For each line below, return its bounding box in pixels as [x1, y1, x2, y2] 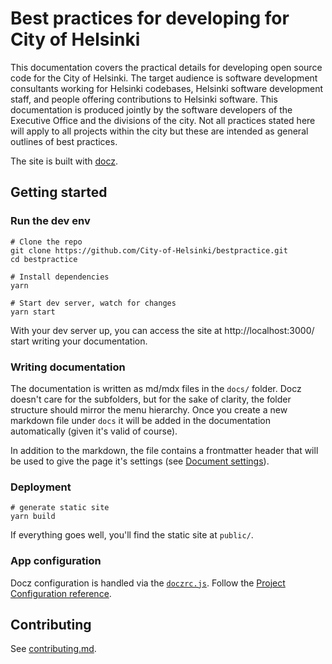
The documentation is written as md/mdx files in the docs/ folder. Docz [10, 382, 302, 394]
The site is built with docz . [10, 155, 119, 167]
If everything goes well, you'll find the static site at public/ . [10, 529, 254, 541]
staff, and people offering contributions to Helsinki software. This [10, 93, 278, 105]
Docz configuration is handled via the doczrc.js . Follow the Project [10, 577, 286, 589]
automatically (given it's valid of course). [10, 425, 178, 437]
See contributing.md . [10, 643, 97, 655]
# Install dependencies [10, 272, 110, 282]
